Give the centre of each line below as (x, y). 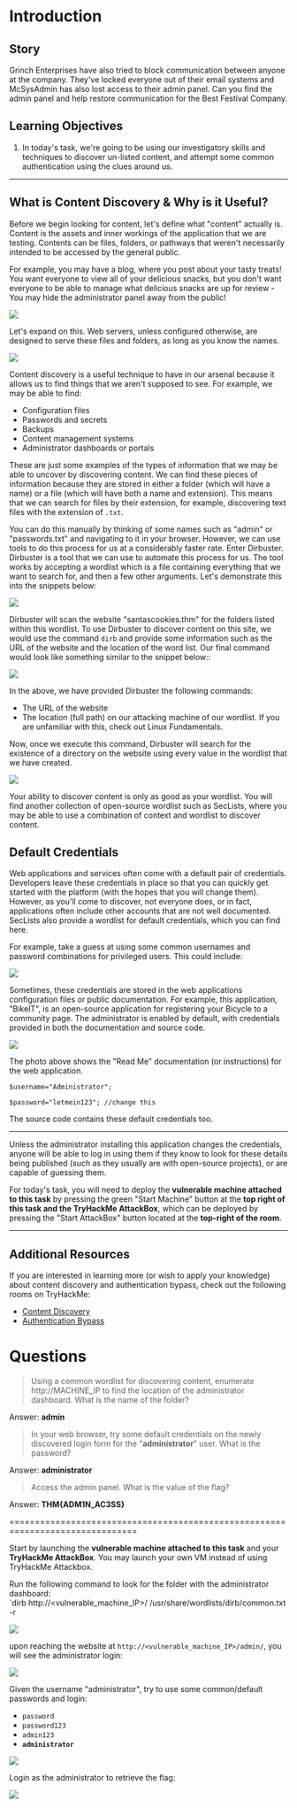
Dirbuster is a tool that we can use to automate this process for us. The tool (146, 557)
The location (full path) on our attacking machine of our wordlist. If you (151, 717)
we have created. (41, 762)
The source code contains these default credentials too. (111, 1119)
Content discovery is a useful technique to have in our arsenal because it (142, 374)
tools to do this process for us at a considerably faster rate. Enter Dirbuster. (146, 548)
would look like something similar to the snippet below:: (110, 657)
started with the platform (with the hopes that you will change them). (134, 892)
